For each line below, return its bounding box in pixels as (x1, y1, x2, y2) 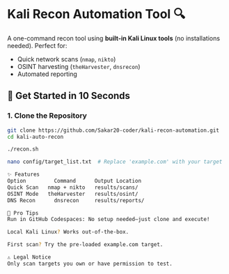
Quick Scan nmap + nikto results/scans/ (7, 183, 139, 191)
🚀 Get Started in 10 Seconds (7, 90, 131, 102)
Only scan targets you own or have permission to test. (7, 260, 173, 267)
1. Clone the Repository (7, 111, 87, 121)
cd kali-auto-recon (7, 133, 64, 140)
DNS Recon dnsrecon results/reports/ (7, 197, 145, 204)
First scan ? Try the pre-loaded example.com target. (7, 241, 164, 248)
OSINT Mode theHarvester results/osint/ (7, 190, 139, 197)
